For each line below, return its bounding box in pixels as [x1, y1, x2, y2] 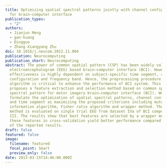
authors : [5, 26, 23, 31]
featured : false [5, 132, 39, 137]
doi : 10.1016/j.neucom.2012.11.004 [5, 49, 79, 54]
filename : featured [9, 141, 50, 147]
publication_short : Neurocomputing [5, 58, 79, 63]
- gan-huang [9, 35, 35, 40]
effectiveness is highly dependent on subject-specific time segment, [9, 72, 159, 77]
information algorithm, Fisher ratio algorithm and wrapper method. [9, 104, 155, 109]
